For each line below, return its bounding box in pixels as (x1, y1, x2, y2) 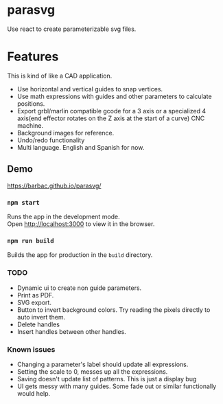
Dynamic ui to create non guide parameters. (16, 284, 142, 292)
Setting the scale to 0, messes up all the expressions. (16, 367, 168, 376)
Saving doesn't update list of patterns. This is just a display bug (16, 374, 197, 383)
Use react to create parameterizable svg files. (7, 25, 137, 33)
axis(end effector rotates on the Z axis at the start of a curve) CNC (16, 114, 205, 122)
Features (7, 49, 59, 65)
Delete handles (16, 320, 60, 328)
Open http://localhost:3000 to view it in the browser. (7, 219, 155, 228)
